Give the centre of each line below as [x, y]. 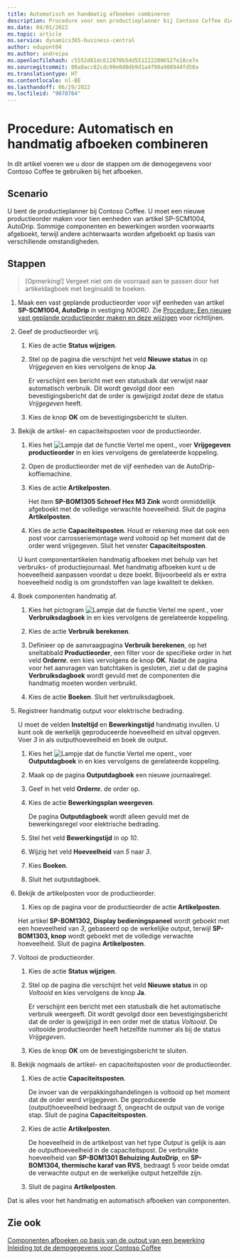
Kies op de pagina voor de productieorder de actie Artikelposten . [125, 906]
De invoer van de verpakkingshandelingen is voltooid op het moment [129, 1092]
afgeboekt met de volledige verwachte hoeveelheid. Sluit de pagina [127, 509]
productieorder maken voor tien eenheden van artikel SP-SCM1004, [107, 218]
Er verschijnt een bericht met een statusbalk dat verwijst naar [118, 380]
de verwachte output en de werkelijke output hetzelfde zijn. [115, 1173]
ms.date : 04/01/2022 [38, 27]
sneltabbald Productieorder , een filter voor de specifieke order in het [130, 652]
